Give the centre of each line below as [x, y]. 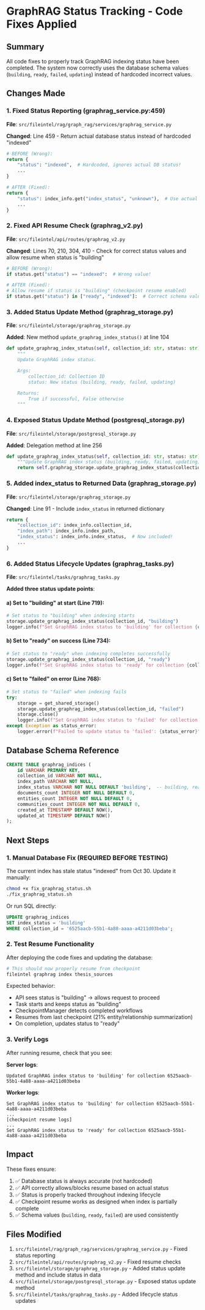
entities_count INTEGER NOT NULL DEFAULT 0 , [75, 798]
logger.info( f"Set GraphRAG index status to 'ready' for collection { [98, 665]
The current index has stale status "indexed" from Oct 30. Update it [91, 871]
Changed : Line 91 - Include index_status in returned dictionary [85, 508]
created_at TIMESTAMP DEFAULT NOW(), [65, 810]
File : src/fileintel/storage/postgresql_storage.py [71, 433]
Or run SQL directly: [31, 906]
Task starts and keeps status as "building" [68, 1004]
